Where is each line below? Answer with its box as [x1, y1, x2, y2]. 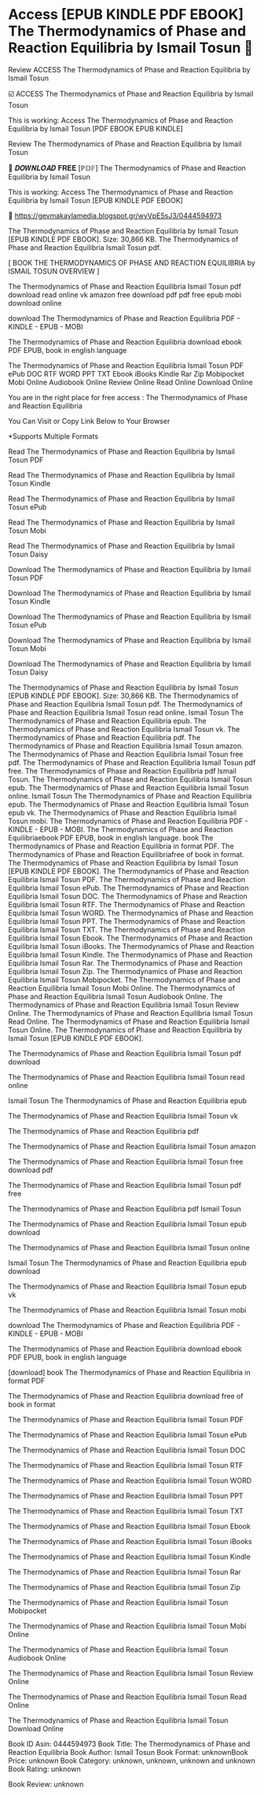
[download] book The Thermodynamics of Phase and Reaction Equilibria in [8, 1367, 251, 1377]
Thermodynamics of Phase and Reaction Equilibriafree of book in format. [8, 849, 245, 859]
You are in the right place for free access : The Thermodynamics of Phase [8, 392, 248, 402]
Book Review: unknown [8, 1779, 84, 1789]
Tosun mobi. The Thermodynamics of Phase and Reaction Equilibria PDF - [8, 816, 249, 826]
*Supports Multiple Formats [8, 431, 99, 441]
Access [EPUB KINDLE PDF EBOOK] [8, 6, 244, 24]
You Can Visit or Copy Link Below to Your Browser [8, 416, 170, 425]
